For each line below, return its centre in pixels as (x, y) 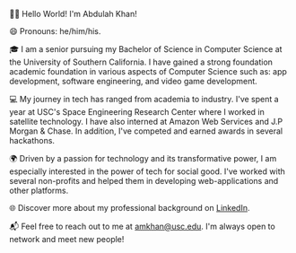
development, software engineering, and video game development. (133, 81)
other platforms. (39, 190)
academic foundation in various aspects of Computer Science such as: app (148, 71)
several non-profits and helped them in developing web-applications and (144, 181)
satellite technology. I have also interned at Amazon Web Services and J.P (146, 122)
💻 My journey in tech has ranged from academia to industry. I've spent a (144, 99)
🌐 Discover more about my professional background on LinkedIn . (130, 208)
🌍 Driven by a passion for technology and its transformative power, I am (143, 158)
